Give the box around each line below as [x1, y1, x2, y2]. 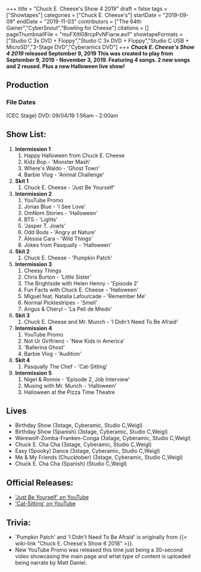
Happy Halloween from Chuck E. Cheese [23, 152, 125, 159]
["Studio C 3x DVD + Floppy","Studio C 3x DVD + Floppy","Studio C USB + [6, 37, 189, 44]
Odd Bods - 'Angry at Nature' [23, 228, 96, 235]
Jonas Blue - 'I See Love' [23, 203, 86, 210]
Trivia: [6, 517, 31, 527]
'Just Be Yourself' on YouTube [14, 494, 89, 501]
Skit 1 [14, 177, 29, 184]
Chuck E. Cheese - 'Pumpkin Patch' [23, 254, 113, 261]
